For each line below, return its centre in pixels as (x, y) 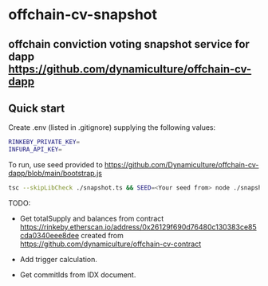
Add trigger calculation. (59, 260)
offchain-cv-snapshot (83, 15)
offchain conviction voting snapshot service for (129, 44)
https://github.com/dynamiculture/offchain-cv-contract (110, 244)
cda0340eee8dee (49, 236)
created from (102, 236)
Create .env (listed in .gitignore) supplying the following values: (112, 127)
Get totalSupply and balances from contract (92, 219)
